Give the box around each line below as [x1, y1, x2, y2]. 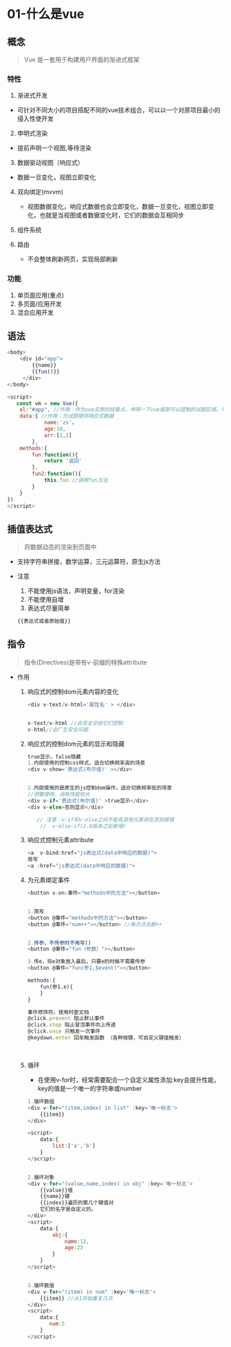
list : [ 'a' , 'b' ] [52, 1142, 96, 1150]
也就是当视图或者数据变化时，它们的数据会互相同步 [39, 211, 184, 219]
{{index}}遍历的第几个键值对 [40, 1199, 114, 1206]
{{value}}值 [40, 1186, 74, 1193]
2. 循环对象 [27, 1173, 55, 1181]
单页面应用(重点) [16, 291, 65, 299]
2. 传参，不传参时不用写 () [27, 939, 91, 946]
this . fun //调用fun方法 [43, 477, 108, 484]
